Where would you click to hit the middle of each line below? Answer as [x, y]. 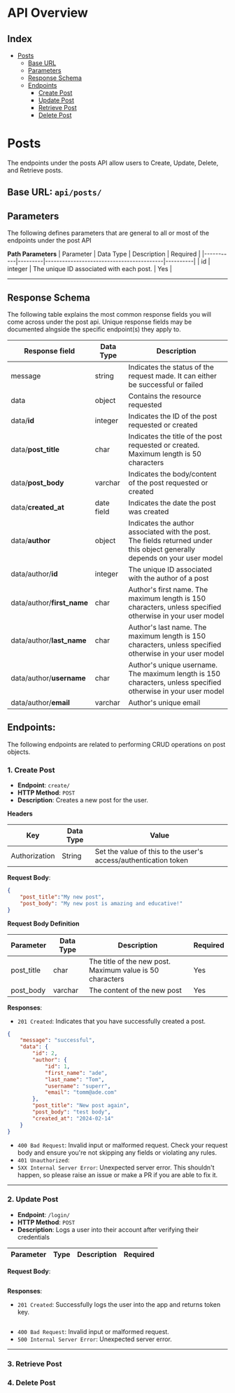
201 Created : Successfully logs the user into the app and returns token [119, 1304]
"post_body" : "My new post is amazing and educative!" [101, 903]
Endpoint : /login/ [43, 1214]
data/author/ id [34, 574]
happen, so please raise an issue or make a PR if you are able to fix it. [117, 1174]
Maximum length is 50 [165, 453]
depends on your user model [176, 558]
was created [149, 512]
